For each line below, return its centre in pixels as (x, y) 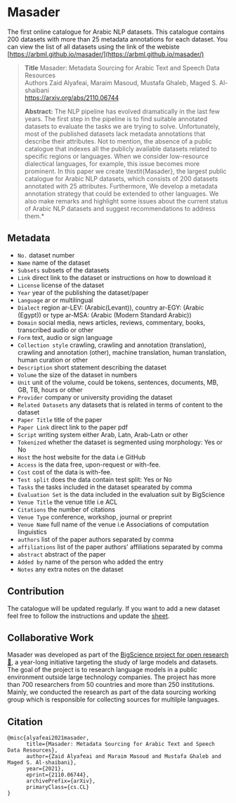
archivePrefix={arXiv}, (61, 781)
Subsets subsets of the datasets (64, 270)
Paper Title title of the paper (60, 419)
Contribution (36, 592)
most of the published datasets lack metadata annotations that (115, 134)
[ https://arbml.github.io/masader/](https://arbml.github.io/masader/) (106, 54)
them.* (34, 216)
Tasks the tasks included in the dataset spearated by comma (105, 487)
